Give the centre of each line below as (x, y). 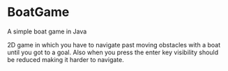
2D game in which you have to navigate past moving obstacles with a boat (114, 45)
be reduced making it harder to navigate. (66, 59)
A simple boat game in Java (47, 31)
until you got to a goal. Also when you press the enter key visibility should (113, 52)
